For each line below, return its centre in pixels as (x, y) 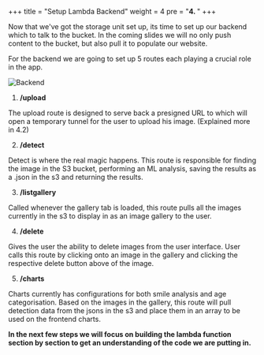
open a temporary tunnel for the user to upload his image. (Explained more (129, 121)
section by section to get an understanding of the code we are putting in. (130, 343)
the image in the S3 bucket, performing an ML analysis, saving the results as (132, 168)
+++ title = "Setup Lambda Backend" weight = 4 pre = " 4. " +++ (112, 11)
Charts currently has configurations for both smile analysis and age (117, 294)
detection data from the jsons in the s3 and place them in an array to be (124, 310)
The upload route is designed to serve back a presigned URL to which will (128, 113)
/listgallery (38, 192)
